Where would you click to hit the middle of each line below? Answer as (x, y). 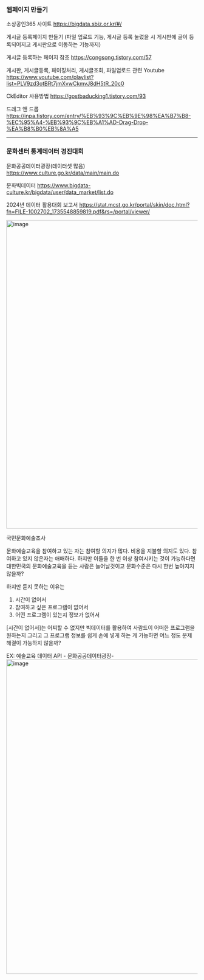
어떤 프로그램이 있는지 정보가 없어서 (57, 615)
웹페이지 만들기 (27, 9)
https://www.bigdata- (64, 185)
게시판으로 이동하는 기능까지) (67, 44)
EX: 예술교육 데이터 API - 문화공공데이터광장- (60, 655)
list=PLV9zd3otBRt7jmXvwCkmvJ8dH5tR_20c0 (65, 84)
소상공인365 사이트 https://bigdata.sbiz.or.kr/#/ (64, 24)
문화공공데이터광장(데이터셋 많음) (46, 166)
